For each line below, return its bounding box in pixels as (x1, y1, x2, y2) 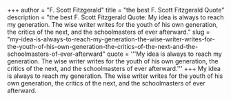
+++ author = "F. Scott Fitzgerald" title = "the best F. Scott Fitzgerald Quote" (7, 6, 225, 14)
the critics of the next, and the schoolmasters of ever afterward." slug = (7, 28, 210, 36)
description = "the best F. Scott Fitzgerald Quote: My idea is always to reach (7, 13, 224, 21)
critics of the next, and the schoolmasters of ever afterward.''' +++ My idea (7, 65, 221, 72)
